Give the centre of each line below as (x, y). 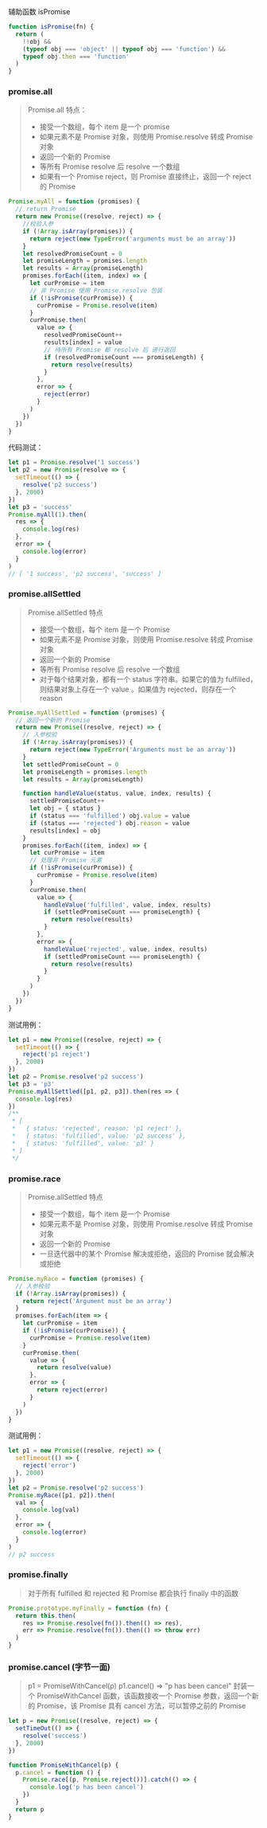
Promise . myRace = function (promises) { (76, 1278)
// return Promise (46, 209)
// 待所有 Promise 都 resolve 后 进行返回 (110, 350)
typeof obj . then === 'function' (76, 57)
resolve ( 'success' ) (55, 1736)
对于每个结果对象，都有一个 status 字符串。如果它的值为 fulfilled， (148, 679)
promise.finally (38, 1575)
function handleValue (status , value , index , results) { (117, 794)
